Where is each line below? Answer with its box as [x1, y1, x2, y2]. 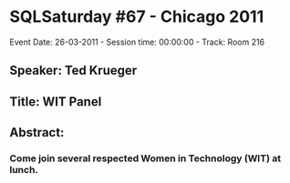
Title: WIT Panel [9, 94, 102, 109]
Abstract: [9, 125, 65, 140]
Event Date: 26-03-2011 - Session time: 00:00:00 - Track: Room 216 [9, 36, 265, 47]
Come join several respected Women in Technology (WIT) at [9, 152, 281, 165]
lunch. [9, 164, 39, 177]
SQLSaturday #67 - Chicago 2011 [9, 6, 264, 27]
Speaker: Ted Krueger [9, 63, 138, 78]
